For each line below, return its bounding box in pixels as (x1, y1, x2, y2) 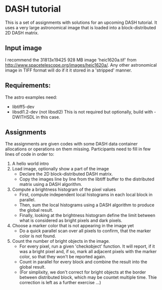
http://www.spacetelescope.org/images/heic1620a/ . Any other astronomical (5, 62, 157, 68)
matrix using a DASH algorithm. (19, 181, 83, 187)
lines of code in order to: (5, 151, 54, 157)
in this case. (36, 114, 60, 120)
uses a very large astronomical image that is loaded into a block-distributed (5, 24, 156, 30)
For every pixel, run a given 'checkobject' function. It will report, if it (19, 243, 155, 249)
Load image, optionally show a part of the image (12, 166, 109, 172)
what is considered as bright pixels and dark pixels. (19, 217, 123, 223)
